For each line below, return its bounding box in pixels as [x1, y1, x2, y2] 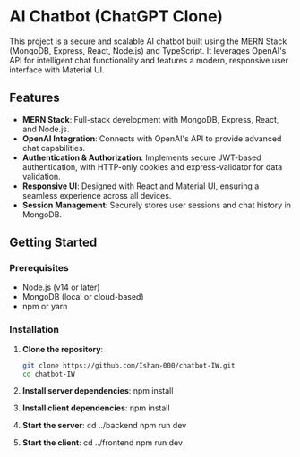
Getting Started [9, 235, 98, 250]
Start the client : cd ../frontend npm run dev [21, 437, 184, 448]
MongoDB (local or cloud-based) [21, 292, 144, 302]
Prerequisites [9, 262, 69, 275]
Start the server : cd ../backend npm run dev [21, 420, 187, 431]
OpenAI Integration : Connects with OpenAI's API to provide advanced [21, 132, 282, 144]
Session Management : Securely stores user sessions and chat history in [21, 199, 292, 210]
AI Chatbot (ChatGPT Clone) [9, 6, 224, 27]
